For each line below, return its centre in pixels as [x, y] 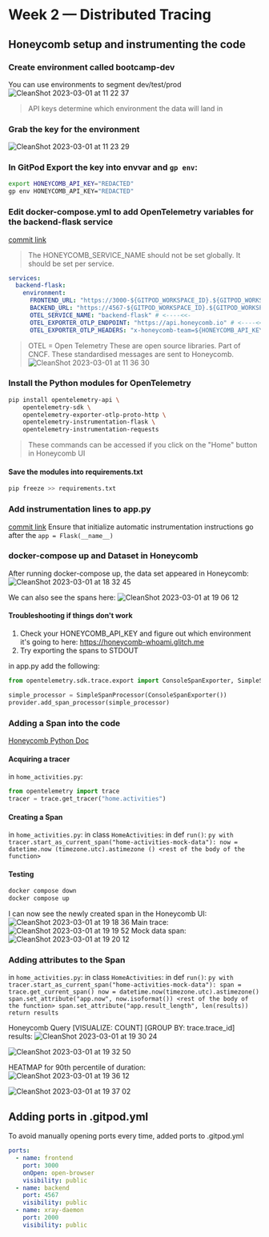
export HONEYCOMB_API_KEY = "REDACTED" [71, 184]
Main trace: [150, 922]
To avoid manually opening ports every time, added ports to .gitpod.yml [126, 1136]
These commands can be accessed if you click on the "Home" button [143, 445]
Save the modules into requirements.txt [76, 472]
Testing [21, 874]
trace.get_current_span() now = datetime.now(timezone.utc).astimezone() [134, 992]
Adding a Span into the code [64, 723]
